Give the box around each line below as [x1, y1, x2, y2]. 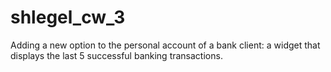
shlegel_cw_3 [10, 6, 126, 29]
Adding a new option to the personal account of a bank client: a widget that [10, 39, 321, 51]
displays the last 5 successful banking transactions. [10, 49, 223, 61]
